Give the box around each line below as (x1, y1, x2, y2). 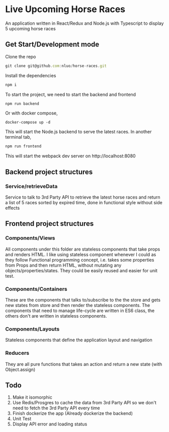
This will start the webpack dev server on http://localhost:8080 (5, 153, 136, 159)
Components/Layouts (5, 325, 60, 332)
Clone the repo (5, 53, 36, 59)
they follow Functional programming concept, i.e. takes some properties (5, 257, 154, 263)
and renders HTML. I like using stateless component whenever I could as (5, 251, 156, 258)
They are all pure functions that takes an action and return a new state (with (5, 361, 162, 367)
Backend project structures (5, 167, 93, 176)
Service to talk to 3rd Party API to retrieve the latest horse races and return (5, 194, 160, 200)
